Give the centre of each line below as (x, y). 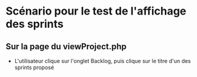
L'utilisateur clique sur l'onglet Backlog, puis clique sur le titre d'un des (103, 61)
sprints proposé (34, 67)
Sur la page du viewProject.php (66, 46)
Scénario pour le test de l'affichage (96, 11)
